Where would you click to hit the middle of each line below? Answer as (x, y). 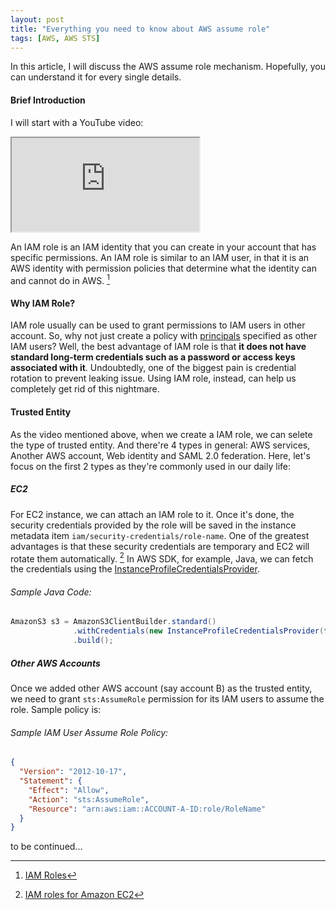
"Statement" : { (51, 781)
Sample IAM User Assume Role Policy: (89, 732)
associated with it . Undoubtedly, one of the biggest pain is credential (153, 368)
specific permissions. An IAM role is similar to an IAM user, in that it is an (160, 257)
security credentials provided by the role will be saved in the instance (153, 525)
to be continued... (46, 847)
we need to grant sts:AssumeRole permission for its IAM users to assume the (167, 699)
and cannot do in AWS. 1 (60, 279)
